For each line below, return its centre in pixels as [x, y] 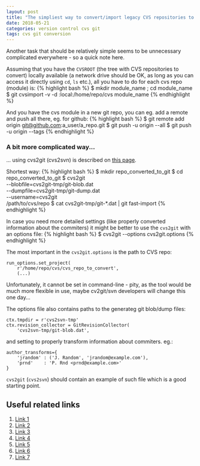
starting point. [23, 386]
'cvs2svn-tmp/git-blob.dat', [53, 331]
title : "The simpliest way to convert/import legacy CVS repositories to [100, 17]
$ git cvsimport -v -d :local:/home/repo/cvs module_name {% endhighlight [98, 95]
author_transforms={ [32, 353]
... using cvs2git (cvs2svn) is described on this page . [71, 160]
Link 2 [22, 425]
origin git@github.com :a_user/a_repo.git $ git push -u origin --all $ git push [99, 125]
